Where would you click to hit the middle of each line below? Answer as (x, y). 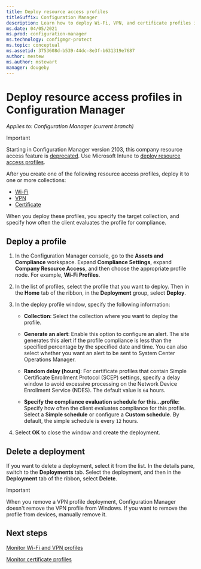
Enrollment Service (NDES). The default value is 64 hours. (95, 391)
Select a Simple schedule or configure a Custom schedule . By (101, 414)
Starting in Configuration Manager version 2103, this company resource (94, 150)
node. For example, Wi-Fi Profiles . (57, 275)
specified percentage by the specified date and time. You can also (105, 347)
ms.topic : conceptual (33, 46)
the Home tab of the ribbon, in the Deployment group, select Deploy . (100, 293)
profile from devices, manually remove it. (57, 514)
